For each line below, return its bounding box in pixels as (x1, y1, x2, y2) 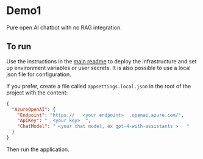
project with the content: (6, 89, 68, 96)
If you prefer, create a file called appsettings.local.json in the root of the (6, 82, 191, 90)
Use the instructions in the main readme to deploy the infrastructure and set (6, 57, 197, 65)
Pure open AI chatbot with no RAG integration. (6, 24, 122, 31)
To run (6, 41, 32, 52)
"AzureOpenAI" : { (12, 106, 56, 113)
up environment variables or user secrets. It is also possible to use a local (6, 64, 191, 71)
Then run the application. (6, 146, 69, 153)
